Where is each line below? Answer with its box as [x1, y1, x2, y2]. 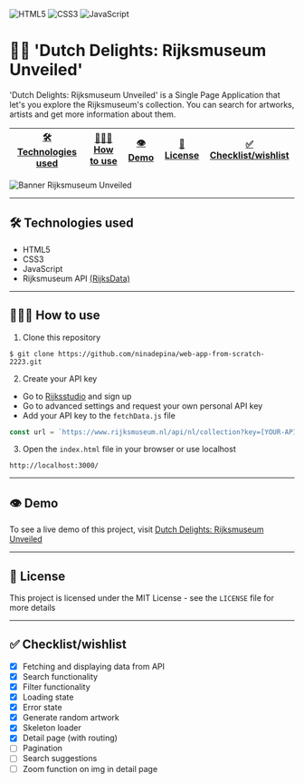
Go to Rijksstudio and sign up [22, 391, 132, 401]
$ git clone [9, 349, 54, 358]
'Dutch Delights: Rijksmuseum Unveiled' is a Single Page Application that [9, 89, 280, 100]
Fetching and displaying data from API [22, 661, 166, 672]
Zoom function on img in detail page [22, 763, 158, 774]
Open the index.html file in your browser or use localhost [22, 444, 237, 455]
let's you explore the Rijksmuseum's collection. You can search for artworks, [9, 99, 295, 110]
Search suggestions [22, 753, 98, 764]
